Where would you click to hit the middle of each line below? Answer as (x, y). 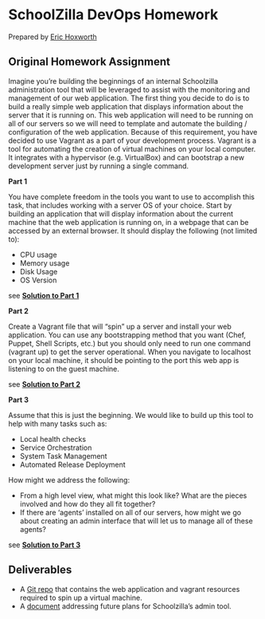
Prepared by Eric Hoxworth (53, 37)
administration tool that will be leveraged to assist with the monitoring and (129, 89)
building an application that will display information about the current (121, 214)
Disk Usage (39, 271)
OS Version (38, 280)
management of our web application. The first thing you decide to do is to (129, 98)
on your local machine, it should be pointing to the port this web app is (124, 360)
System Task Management (63, 455)
